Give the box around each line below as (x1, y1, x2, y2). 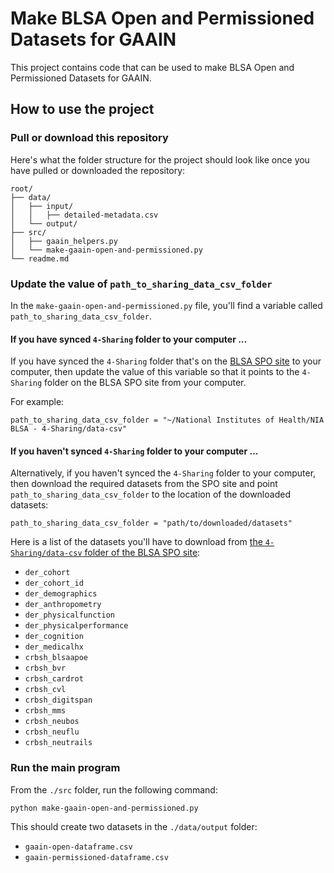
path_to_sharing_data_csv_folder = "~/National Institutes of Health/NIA (10, 415, 325, 426)
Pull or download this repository (10, 131, 169, 145)
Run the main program (10, 761, 121, 775)
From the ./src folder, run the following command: (10, 783, 218, 796)
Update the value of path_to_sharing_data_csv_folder (10, 277, 273, 291)
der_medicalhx (24, 642, 84, 652)
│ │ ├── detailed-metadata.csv (10, 210, 159, 220)
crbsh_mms (24, 706, 67, 716)
